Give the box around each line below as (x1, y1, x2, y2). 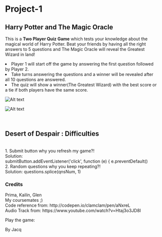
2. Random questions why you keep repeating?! (5, 163, 101, 169)
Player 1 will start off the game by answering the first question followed (11, 61, 154, 67)
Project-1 (5, 3, 42, 15)
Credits (5, 181, 23, 188)
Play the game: (5, 217, 35, 223)
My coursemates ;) (5, 197, 43, 203)
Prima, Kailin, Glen (5, 192, 42, 198)
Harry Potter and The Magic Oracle (5, 23, 113, 31)
